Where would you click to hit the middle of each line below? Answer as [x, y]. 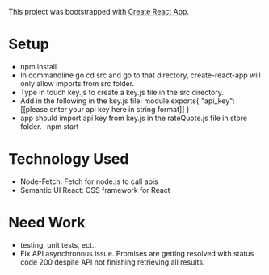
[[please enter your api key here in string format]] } [105, 109]
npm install [38, 66]
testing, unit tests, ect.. [58, 244]
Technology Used [69, 159]
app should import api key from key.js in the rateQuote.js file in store [134, 118]
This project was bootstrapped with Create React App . [99, 12]
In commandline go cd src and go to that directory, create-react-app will [140, 75]
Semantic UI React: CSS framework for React [95, 190]
